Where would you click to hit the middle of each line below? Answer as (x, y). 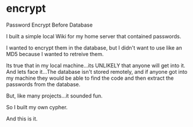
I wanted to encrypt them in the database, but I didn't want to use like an (94, 48)
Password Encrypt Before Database (50, 25)
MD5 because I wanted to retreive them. (55, 54)
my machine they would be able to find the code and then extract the (90, 78)
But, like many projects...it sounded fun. (54, 96)
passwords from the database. (43, 84)
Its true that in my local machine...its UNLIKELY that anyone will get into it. (96, 65)
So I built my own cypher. (37, 107)
